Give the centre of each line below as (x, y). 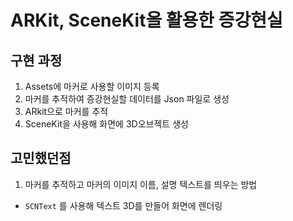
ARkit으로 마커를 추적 (66, 111)
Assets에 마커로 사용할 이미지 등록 (92, 86)
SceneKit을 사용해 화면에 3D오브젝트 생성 (106, 124)
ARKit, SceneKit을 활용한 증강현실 (146, 20)
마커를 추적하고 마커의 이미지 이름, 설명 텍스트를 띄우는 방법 (141, 184)
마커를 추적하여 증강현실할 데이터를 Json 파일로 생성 (127, 99)
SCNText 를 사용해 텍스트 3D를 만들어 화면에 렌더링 (123, 205)
